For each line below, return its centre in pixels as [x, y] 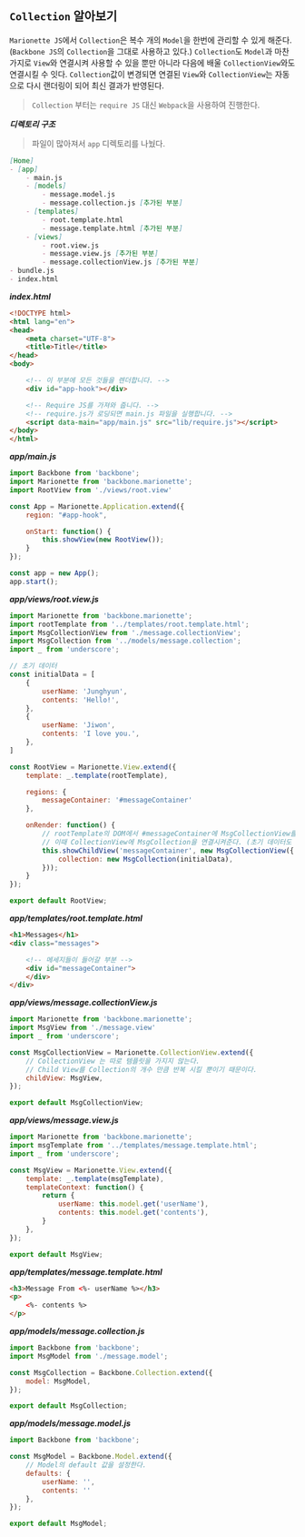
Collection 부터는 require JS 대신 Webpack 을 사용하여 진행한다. [146, 105]
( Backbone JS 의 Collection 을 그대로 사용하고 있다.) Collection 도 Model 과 [141, 51]
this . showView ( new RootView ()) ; [103, 540]
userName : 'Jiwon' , [79, 725]
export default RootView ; [58, 901]
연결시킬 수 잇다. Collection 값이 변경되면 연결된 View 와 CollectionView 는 [141, 74]
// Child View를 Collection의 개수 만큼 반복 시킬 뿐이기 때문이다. [142, 1069]
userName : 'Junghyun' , [85, 691]
